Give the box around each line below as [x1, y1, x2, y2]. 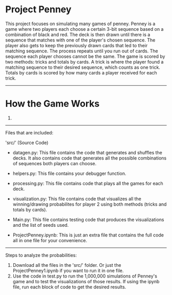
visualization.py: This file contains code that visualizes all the [12, 195, 142, 202]
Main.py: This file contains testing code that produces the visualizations [12, 217, 164, 223]
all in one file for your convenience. [12, 237, 88, 243]
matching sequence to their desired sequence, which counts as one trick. [5, 64, 160, 70]
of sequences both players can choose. [12, 160, 97, 166]
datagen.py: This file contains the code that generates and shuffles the [12, 149, 163, 155]
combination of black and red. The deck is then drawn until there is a [5, 31, 150, 37]
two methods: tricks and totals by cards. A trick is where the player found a [5, 58, 164, 65]
